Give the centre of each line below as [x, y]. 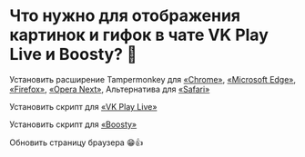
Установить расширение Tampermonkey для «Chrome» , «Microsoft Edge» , [153, 79]
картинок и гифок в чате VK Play [139, 35]
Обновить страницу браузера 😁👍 [76, 142]
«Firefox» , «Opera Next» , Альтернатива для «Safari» [110, 89]
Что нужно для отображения [125, 16]
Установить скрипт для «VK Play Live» [83, 106]
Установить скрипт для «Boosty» [73, 124]
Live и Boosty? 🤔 [74, 54]
